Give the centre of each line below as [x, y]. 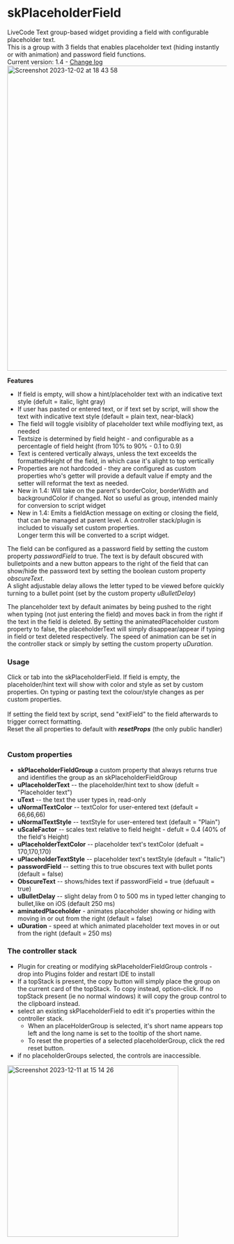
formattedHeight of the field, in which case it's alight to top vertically [116, 461]
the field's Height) [43, 837]
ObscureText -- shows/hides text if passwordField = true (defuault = [116, 881]
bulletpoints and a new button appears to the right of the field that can [108, 563]
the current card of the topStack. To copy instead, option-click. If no [115, 988]
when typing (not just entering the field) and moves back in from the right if [115, 614]
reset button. [46, 1048]
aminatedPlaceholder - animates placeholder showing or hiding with [116, 911]
